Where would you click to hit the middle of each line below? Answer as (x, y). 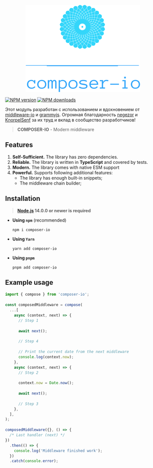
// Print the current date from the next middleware (74, 352)
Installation (23, 199)
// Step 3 (28, 404)
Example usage (29, 283)
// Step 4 (28, 341)
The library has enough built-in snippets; (61, 178)
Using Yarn (23, 239)
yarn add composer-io (34, 249)
